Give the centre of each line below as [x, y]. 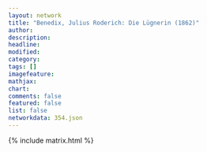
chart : [19, 89]
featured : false [35, 103]
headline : [24, 45]
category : [24, 60]
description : [30, 37]
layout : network [35, 15]
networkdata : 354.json [45, 118]
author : [21, 30]
